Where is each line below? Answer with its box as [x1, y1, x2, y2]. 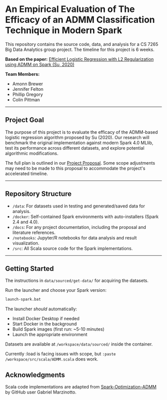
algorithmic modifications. [5, 150, 59, 156]
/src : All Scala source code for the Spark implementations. [12, 245, 133, 251]
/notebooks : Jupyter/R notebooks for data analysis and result [12, 234, 137, 240]
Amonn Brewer [12, 81, 43, 87]
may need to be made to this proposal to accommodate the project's [5, 165, 146, 171]
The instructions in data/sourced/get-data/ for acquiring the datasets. [5, 278, 149, 284]
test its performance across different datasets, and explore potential [5, 145, 145, 151]
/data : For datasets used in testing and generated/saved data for [12, 203, 145, 209]
